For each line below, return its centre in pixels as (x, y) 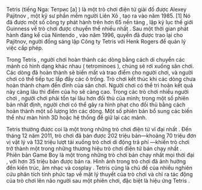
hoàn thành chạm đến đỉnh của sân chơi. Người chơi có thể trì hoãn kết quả (100, 85)
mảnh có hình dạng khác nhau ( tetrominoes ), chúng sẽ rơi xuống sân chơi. (100, 66)
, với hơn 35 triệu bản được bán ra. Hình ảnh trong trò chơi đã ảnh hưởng (96, 161)
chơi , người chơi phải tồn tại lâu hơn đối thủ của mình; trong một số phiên (98, 98)
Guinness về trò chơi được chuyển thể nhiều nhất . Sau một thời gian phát (97, 28)
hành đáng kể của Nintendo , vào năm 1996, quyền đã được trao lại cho (95, 35)
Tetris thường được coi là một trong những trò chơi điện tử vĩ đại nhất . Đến (99, 129)
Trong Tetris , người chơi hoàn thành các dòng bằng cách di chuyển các (96, 60)
